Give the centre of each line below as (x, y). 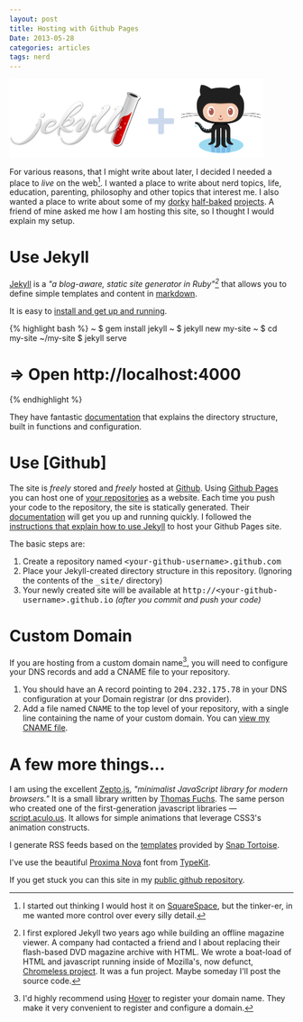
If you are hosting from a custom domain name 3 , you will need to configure (149, 661)
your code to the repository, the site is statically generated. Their (129, 507)
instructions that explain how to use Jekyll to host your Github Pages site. (146, 526)
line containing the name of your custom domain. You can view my (146, 718)
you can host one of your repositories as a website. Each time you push (142, 497)
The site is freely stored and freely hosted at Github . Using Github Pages (144, 488)
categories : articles (50, 48)
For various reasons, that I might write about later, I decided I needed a (141, 171)
